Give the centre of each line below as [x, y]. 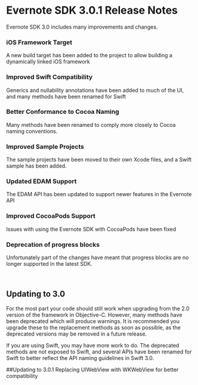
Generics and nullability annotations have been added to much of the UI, [95, 90]
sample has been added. [36, 166]
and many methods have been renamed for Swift [66, 97]
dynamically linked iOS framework [48, 62]
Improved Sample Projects [45, 147]
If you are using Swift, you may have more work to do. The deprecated [93, 345]
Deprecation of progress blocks [53, 244]
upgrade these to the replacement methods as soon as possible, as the [93, 327]
